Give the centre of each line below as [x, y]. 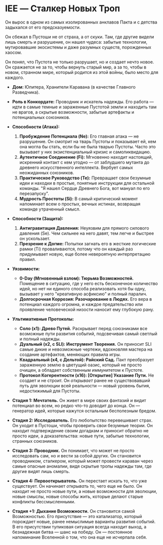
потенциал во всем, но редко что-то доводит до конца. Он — [76, 405]
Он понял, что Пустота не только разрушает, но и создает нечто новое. [80, 62]
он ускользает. [35, 238]
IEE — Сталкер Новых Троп [63, 9]
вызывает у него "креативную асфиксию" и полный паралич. [83, 294]
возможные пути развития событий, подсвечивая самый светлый [88, 333]
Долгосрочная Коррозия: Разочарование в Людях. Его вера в [86, 299]
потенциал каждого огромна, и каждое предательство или [81, 304]
